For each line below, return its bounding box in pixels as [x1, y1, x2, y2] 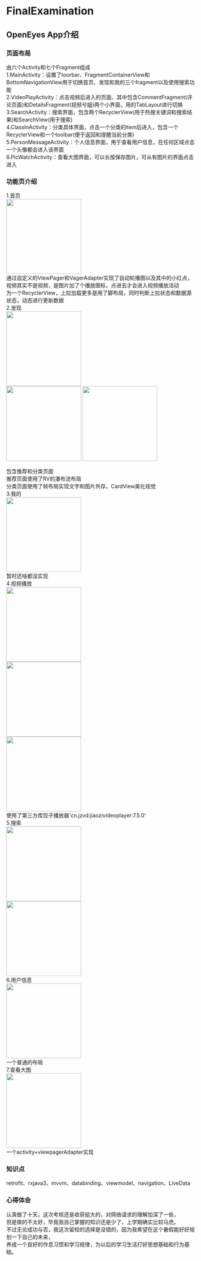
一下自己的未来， [11, 1233, 54, 1240]
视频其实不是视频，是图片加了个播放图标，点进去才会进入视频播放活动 [6, 282, 179, 289]
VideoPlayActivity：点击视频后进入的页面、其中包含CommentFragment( [11, 93, 187, 101]
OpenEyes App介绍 [6, 29, 79, 39]
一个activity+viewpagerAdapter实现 [6, 1148, 94, 1156]
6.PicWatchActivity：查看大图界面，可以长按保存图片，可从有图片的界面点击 [6, 153, 194, 160]
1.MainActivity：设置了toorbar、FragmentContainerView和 [6, 71, 150, 78]
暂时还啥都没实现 [6, 573, 48, 580]
